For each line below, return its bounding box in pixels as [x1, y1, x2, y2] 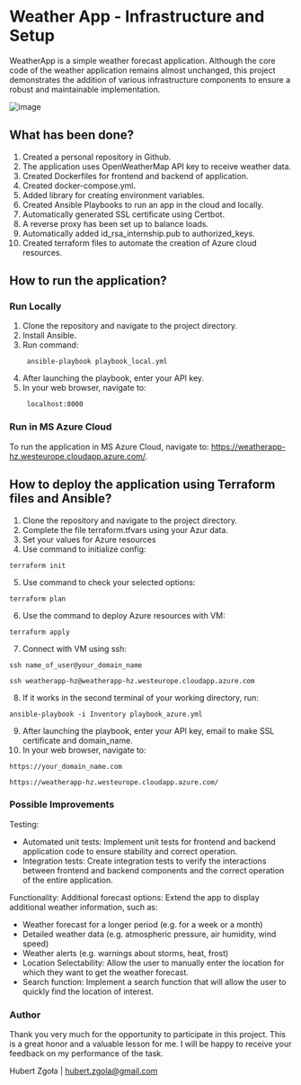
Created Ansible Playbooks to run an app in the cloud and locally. [22, 199, 264, 210]
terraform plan [9, 594, 66, 603]
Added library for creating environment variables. [22, 189, 205, 200]
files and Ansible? [9, 491, 112, 506]
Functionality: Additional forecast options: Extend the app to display [9, 891, 260, 902]
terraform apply [9, 628, 70, 637]
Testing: [9, 818, 40, 829]
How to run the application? [9, 273, 168, 289]
